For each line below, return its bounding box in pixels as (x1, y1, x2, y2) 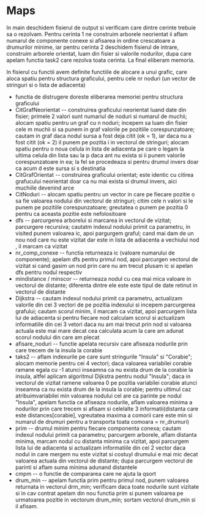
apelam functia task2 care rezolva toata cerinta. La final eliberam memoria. (6, 56, 195, 64)
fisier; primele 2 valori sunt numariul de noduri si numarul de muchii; (15, 113, 187, 120)
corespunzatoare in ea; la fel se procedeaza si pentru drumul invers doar (15, 158, 199, 165)
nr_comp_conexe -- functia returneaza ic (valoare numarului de (15, 249, 176, 256)
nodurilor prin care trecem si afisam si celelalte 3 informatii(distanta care (15, 405, 199, 412)
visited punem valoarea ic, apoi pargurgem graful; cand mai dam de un (15, 229, 194, 237)
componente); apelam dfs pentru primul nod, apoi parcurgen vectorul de (15, 255, 198, 263)
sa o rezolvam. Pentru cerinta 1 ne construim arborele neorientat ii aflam (6, 30, 188, 37)
